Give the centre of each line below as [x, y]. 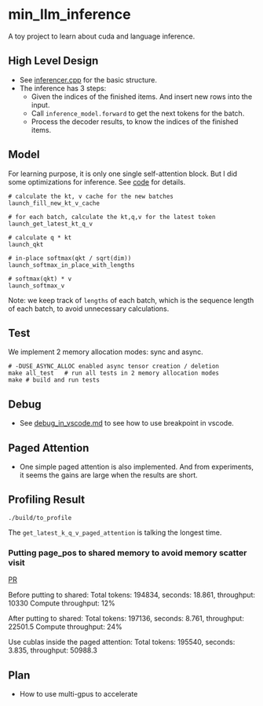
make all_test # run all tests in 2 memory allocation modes [114, 373]
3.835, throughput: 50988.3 [53, 650]
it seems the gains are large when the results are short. [108, 475]
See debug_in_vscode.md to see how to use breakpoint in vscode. [126, 423]
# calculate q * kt [40, 237]
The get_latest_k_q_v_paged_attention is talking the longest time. [115, 532]
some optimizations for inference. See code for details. [97, 181]
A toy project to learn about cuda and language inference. [102, 36]
